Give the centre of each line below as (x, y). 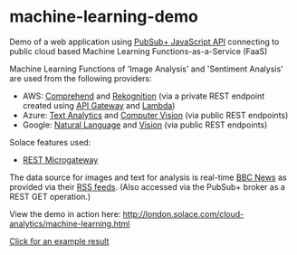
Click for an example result (59, 241)
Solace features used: (50, 142)
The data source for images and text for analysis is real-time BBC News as (148, 177)
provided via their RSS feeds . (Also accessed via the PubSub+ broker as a (147, 186)
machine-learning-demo (104, 17)
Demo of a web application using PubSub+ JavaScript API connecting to (144, 42)
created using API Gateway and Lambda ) (99, 105)
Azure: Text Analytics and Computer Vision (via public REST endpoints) (155, 115)
